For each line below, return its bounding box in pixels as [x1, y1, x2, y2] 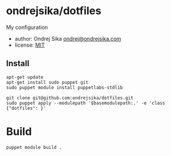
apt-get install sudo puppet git [6, 79, 89, 85]
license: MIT [14, 41, 45, 48]
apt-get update [6, 74, 44, 80]
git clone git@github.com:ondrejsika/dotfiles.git [6, 95, 134, 101]
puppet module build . [6, 144, 62, 150]
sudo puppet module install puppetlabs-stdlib [6, 84, 123, 90]
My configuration [6, 24, 49, 31]
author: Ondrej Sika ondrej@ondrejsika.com [14, 35, 121, 42]
